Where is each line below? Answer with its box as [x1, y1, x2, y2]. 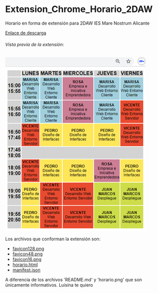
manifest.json [12, 267, 41, 273]
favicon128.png [12, 246, 44, 252]
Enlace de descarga [5, 30, 47, 36]
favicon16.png [12, 256, 42, 262]
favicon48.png [12, 251, 43, 257]
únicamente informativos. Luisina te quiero [5, 282, 93, 288]
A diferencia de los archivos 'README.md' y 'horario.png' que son [5, 277, 142, 283]
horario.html [12, 262, 38, 268]
